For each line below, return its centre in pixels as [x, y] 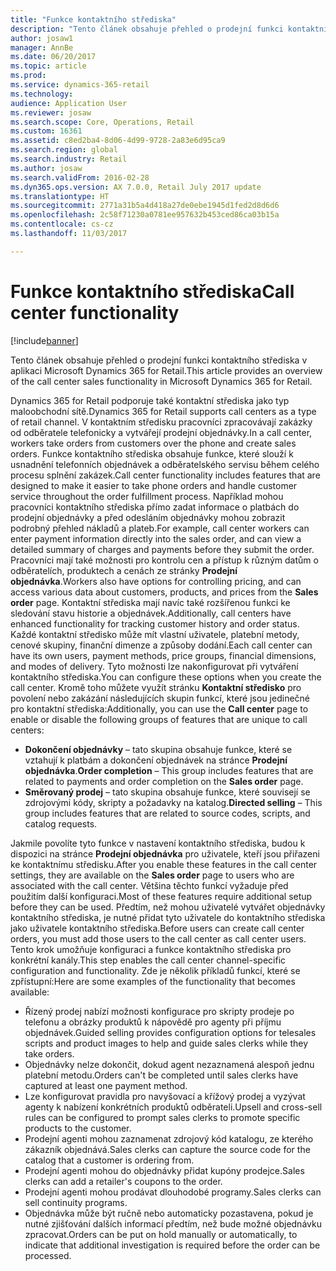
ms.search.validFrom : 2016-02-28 [80, 177]
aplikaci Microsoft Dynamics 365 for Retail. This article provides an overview [166, 370]
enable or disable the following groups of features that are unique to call [159, 719]
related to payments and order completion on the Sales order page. [164, 781]
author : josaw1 [42, 38]
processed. [48, 1255]
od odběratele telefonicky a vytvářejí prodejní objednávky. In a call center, [161, 432]
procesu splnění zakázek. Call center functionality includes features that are [165, 475]
